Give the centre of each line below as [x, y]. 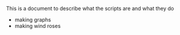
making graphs [33, 20]
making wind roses [37, 26]
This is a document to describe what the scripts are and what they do [90, 8]
